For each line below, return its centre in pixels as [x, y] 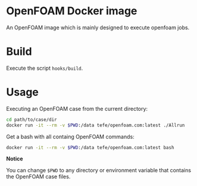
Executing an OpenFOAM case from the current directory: [77, 108]
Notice [15, 159]
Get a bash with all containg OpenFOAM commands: [71, 137]
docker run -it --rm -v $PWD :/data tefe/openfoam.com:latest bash [90, 147]
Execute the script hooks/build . [45, 68]
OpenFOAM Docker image [72, 11]
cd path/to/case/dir [32, 120]
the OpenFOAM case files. [38, 176]
